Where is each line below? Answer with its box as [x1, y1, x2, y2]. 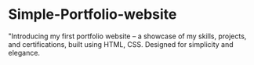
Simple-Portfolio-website [8, 5, 177, 23]
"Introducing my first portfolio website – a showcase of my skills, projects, [8, 31, 247, 41]
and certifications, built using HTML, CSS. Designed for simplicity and [8, 39, 234, 49]
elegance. [8, 48, 41, 57]
